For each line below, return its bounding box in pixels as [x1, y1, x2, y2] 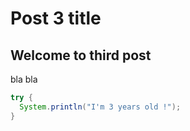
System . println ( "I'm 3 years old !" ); [19, 102, 182, 112]
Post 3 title [10, 7, 102, 30]
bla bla [10, 73, 38, 85]
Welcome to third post [10, 47, 152, 64]
